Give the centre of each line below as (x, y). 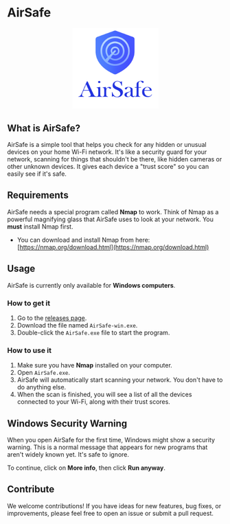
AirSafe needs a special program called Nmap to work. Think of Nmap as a (113, 212)
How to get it (28, 303)
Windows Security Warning (67, 423)
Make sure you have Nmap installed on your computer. (95, 365)
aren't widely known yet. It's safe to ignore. (68, 455)
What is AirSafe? (44, 128)
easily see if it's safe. (37, 174)
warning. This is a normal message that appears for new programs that (107, 447)
